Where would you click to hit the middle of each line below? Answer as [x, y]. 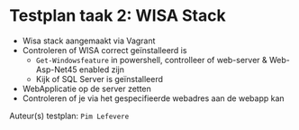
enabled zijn [102, 70]
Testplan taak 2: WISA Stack [118, 16]
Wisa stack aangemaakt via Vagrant [89, 41]
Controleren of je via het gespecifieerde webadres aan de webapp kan [154, 98]
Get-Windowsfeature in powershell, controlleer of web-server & [151, 60]
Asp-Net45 [57, 70]
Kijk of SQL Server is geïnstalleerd [100, 79]
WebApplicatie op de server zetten [86, 88]
